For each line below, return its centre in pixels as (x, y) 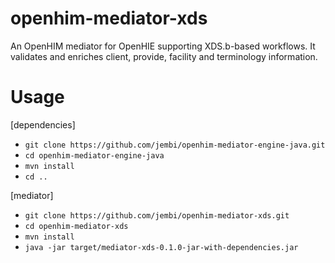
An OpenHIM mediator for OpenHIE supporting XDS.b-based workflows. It (163, 46)
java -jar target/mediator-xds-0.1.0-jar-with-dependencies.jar (161, 247)
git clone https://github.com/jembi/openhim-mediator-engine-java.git (175, 145)
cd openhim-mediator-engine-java (94, 155)
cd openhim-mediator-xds (76, 226)
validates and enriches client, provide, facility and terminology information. (164, 56)
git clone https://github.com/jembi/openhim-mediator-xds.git (157, 215)
